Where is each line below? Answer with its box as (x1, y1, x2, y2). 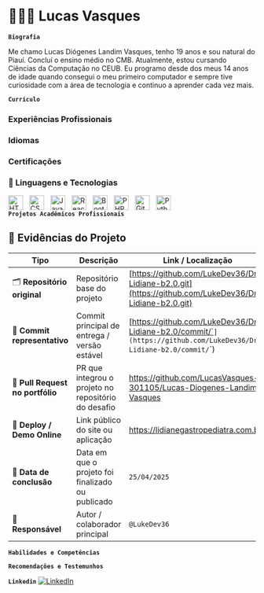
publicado (75, 495, 113, 506)
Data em (75, 447, 108, 458)
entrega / (75, 330, 110, 341)
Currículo (8, 95, 41, 103)
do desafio (75, 401, 116, 412)
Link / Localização (163, 255, 233, 266)
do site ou (75, 424, 113, 435)
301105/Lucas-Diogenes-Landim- (128, 381, 262, 392)
